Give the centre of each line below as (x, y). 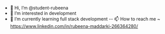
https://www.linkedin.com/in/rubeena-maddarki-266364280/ (74, 26)
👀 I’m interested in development (43, 13)
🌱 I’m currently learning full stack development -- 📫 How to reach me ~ (85, 19)
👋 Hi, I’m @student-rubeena (39, 8)
